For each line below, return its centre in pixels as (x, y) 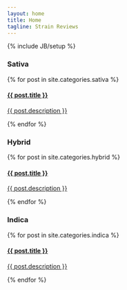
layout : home (26, 14)
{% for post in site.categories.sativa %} (63, 79)
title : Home (24, 20)
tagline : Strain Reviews (43, 26)
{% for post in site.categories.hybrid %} (64, 157)
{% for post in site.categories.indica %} (63, 235)
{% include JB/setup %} (41, 46)
